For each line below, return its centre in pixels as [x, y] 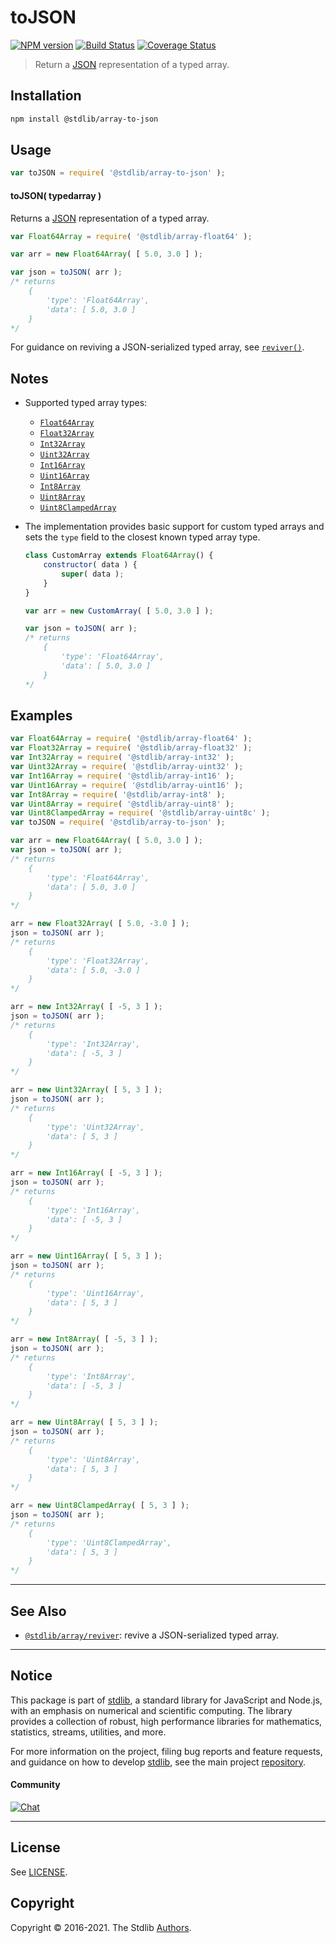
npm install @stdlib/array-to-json [84, 119]
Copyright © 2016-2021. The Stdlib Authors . [101, 1927]
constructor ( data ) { [90, 565]
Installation [46, 96]
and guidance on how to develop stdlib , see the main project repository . [158, 1762]
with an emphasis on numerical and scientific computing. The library [151, 1710]
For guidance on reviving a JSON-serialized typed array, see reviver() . [157, 347]
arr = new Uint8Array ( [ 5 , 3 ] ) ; [84, 1422]
